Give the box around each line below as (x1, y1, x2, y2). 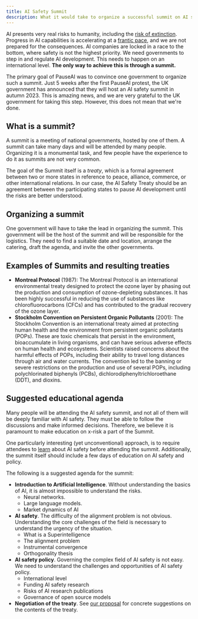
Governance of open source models (23, 593, 111, 601)
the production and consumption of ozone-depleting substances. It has (14, 289, 188, 296)
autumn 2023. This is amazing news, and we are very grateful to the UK (6, 92, 181, 99)
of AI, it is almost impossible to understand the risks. (14, 487, 143, 494)
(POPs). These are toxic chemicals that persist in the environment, (14, 332, 176, 339)
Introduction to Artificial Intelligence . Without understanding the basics (14, 481, 191, 488)
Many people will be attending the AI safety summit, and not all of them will (6, 409, 189, 416)
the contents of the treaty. (14, 606, 78, 613)
